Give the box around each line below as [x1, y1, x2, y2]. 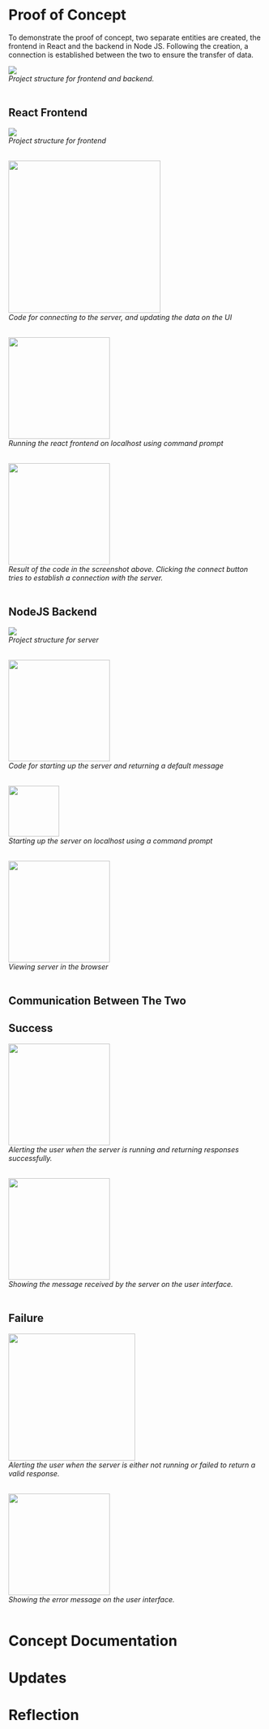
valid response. [8, 1468, 60, 1478]
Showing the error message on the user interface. [8, 1594, 176, 1604]
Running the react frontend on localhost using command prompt [8, 438, 224, 448]
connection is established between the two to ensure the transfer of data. [8, 50, 254, 59]
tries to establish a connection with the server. [8, 573, 164, 583]
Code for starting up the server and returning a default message [8, 760, 224, 770]
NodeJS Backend [8, 605, 97, 619]
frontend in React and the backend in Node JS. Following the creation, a [8, 41, 249, 50]
